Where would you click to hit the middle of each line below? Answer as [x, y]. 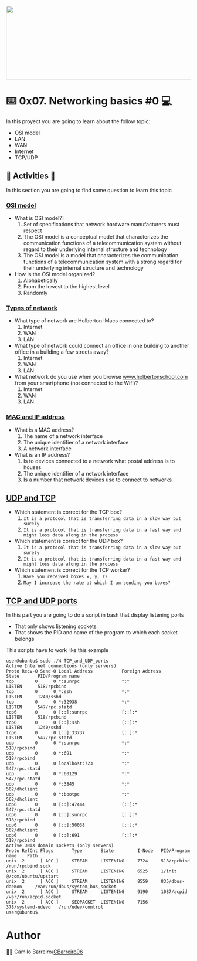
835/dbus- [173, 882]
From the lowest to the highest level [66, 287]
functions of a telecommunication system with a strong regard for [102, 262]
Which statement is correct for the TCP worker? [72, 570]
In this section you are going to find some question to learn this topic [89, 190]
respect [33, 230]
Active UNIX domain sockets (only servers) [60, 846]
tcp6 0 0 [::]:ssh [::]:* [72, 723]
